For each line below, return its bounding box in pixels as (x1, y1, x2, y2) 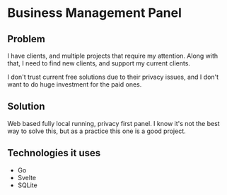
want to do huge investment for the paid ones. (7, 80, 142, 89)
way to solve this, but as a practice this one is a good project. (7, 127, 186, 135)
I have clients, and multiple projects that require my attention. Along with (7, 51, 219, 60)
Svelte (17, 173, 37, 182)
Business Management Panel (7, 5, 182, 21)
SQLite (17, 181, 37, 189)
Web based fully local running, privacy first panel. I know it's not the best (7, 119, 221, 127)
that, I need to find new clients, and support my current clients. (7, 59, 191, 68)
